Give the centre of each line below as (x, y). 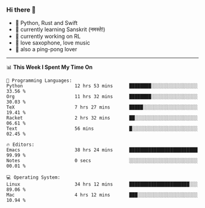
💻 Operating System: (34, 178)
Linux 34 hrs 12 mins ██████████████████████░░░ (102, 185)
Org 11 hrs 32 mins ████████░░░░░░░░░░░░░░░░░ (102, 97)
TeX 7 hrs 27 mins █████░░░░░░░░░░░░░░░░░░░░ (102, 107)
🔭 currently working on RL (48, 37)
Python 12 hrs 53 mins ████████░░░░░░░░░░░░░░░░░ (102, 86)
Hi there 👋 (21, 10)
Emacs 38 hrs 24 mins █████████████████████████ (102, 150)
